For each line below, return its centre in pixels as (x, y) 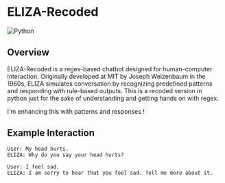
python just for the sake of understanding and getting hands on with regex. (113, 98)
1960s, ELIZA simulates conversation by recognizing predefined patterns (110, 84)
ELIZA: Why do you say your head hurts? (66, 155)
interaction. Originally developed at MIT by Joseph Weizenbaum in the (106, 76)
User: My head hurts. (38, 149)
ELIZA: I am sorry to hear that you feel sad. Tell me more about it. (110, 173)
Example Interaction (51, 133)
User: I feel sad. (33, 167)
